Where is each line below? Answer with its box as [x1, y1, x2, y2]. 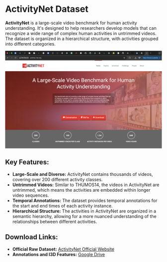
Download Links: [5, 233, 58, 241]
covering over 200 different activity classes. [12, 176, 103, 182]
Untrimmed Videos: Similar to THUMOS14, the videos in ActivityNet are [12, 182, 160, 188]
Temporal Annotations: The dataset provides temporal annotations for [12, 197, 158, 204]
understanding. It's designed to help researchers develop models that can [5, 25, 157, 31]
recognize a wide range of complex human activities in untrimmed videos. [5, 30, 157, 36]
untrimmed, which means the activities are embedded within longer [12, 187, 151, 193]
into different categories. [5, 41, 56, 47]
